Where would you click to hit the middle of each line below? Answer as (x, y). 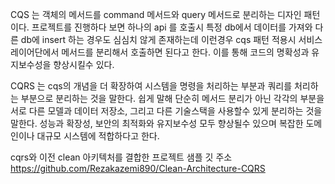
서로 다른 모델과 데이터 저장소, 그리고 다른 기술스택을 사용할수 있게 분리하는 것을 (166, 111)
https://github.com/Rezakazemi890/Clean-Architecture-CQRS (138, 168)
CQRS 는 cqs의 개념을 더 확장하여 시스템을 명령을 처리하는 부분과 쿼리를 (151, 86)
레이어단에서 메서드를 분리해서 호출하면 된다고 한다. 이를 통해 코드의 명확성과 (160, 52)
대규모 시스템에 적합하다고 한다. (98, 136)
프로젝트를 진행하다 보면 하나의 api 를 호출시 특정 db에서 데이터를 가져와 (172, 27)
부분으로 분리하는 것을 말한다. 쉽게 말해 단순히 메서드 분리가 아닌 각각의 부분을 (172, 98)
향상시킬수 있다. (84, 64)
